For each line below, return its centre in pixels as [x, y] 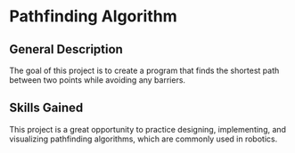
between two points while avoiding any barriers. [97, 80]
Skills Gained [46, 108]
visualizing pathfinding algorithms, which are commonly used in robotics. [143, 139]
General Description [66, 49]
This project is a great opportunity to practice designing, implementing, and [148, 129]
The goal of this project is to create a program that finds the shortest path [144, 70]
